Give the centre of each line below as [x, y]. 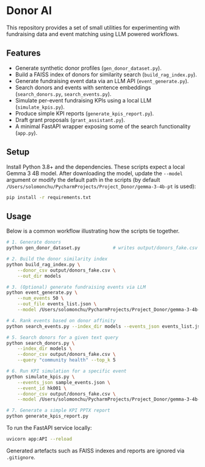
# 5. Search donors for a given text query [63, 337]
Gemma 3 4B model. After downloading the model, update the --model [95, 173]
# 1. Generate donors [34, 242]
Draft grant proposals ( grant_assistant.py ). [70, 120]
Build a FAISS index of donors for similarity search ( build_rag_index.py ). [106, 74]
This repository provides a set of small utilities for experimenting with [93, 27]
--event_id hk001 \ [42, 388]
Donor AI [29, 11]
